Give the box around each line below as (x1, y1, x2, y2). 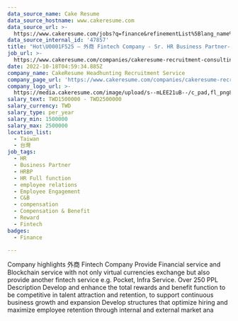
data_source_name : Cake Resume (7, 10, 100, 18)
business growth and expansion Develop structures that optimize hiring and (7, 298, 228, 307)
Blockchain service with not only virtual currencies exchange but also (7, 268, 210, 276)
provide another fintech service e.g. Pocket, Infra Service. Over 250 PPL (7, 276, 218, 284)
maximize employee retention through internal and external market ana (7, 305, 214, 315)
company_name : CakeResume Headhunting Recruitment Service (7, 69, 186, 76)
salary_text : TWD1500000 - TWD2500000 (7, 96, 122, 103)
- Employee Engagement (13, 188, 81, 195)
